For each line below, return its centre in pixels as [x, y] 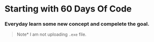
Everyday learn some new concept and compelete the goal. [77, 24]
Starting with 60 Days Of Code [68, 9]
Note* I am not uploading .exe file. [51, 34]
